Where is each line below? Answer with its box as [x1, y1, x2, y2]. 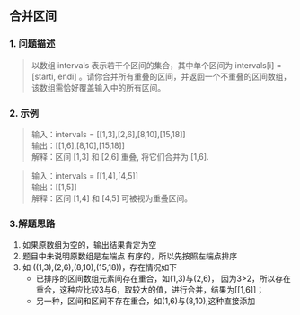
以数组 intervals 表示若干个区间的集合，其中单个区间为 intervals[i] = [31, 59, 282, 70]
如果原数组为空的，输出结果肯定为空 [22, 240, 157, 250]
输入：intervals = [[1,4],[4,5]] [31, 170, 139, 181]
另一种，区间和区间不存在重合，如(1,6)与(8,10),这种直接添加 [35, 295, 256, 307]
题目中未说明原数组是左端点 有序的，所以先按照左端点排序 [22, 250, 238, 262]
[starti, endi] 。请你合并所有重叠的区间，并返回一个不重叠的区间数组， [31, 71, 292, 82]
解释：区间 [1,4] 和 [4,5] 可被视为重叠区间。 [31, 192, 193, 204]
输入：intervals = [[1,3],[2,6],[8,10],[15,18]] [31, 128, 186, 139]
